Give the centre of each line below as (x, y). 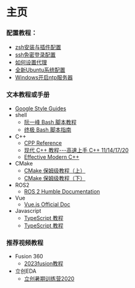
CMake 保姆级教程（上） (55, 170)
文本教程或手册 (28, 95)
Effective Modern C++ (52, 157)
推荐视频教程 (25, 243)
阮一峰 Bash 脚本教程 (50, 122)
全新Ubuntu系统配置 (40, 70)
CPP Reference (43, 142)
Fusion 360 (29, 256)
